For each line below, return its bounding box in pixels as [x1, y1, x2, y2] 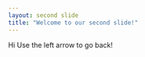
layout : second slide [8, 11, 79, 20]
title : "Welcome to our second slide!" [8, 19, 139, 27]
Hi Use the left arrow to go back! [8, 40, 114, 49]
